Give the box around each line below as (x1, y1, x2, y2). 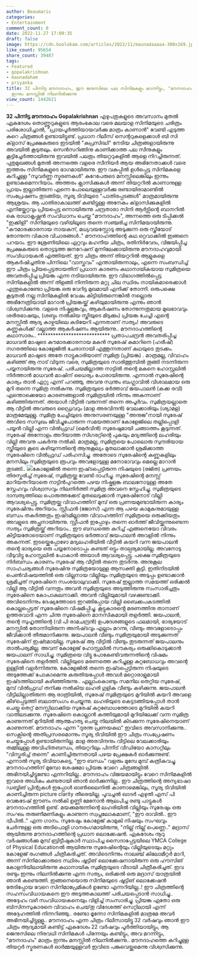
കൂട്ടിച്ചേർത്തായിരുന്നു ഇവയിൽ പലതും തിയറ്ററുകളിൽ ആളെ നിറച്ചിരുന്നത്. (6, 152, 181, 159)
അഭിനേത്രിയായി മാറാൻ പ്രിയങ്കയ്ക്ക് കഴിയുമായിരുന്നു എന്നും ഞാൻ (6, 299, 161, 306)
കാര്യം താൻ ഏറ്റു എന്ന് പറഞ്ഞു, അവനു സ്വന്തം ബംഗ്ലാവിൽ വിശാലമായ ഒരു (6, 378, 190, 385)
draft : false (6, 36, 38, 42)
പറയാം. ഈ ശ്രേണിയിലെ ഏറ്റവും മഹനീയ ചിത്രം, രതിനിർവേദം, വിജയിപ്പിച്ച (6, 238, 187, 245)
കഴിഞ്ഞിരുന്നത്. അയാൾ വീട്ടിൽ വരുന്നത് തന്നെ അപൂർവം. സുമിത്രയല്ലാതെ (6, 398, 187, 405)
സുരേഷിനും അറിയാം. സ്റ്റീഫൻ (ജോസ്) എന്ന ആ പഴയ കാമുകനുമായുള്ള (6, 505, 179, 512)
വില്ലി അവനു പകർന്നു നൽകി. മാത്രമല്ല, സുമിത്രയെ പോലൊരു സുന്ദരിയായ (6, 438, 184, 445)
